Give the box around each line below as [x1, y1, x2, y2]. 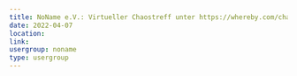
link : [9, 37, 29, 46]
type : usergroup [9, 53, 69, 62]
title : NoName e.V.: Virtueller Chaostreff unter [9, 12, 196, 22]
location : [9, 29, 46, 38]
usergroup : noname [9, 45, 77, 54]
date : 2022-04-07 [9, 21, 73, 30]
